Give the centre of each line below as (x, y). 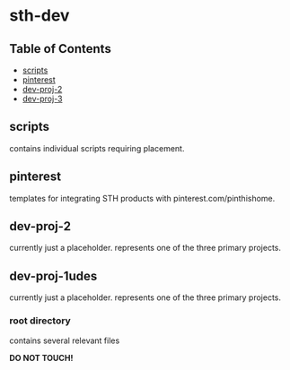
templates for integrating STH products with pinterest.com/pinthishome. (142, 198)
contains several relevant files (65, 340)
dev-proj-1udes (53, 275)
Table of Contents (61, 49)
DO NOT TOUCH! (41, 357)
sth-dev (40, 16)
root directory (40, 321)
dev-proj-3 (42, 99)
